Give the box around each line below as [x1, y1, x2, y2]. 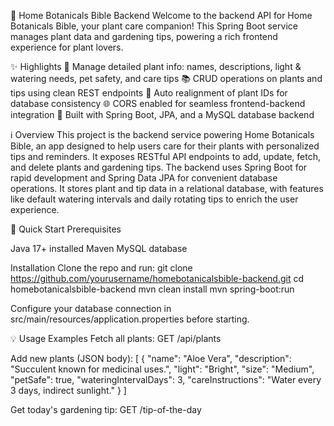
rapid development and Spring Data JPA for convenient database [10, 172, 278, 184]
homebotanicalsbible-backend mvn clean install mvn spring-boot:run [10, 283, 295, 295]
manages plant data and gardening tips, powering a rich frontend [10, 31, 278, 42]
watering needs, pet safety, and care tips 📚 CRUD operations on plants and [10, 73, 323, 84]
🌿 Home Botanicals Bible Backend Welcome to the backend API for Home [10, 10, 313, 21]
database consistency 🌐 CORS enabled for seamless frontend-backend [10, 98, 306, 109]
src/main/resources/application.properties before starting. [10, 313, 250, 325]
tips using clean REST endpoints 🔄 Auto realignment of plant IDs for [10, 87, 288, 99]
